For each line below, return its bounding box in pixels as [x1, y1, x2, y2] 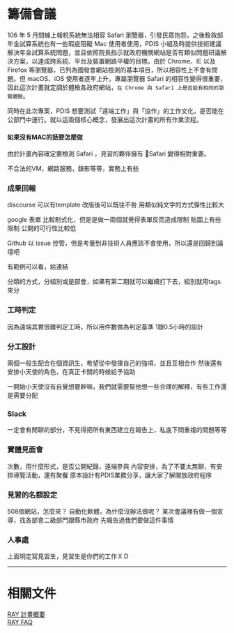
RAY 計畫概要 [7, 610, 46, 618]
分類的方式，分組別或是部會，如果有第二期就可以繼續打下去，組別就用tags [7, 277, 221, 286]
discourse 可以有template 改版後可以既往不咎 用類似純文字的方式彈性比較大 [7, 200, 224, 209]
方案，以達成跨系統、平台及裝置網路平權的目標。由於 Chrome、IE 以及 [13, 57, 216, 65]
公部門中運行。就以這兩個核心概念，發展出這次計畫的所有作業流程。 [7, 115, 203, 124]
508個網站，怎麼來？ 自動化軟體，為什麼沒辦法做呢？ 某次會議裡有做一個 [7, 507, 217, 515]
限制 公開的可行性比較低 [7, 224, 77, 232]
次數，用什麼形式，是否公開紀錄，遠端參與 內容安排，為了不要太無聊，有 [7, 462, 217, 470]
